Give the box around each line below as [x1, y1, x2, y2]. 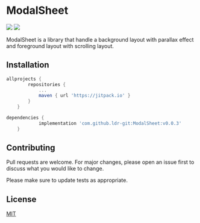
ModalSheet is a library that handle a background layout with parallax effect [6, 36, 194, 43]
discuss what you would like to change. [6, 165, 104, 172]
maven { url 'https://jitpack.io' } [38, 93, 131, 99]
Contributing [6, 143, 55, 153]
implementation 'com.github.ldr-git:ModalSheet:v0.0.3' [38, 120, 182, 127]
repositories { [28, 81, 66, 87]
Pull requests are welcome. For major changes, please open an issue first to [6, 159, 195, 166]
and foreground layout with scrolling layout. [6, 42, 114, 49]
